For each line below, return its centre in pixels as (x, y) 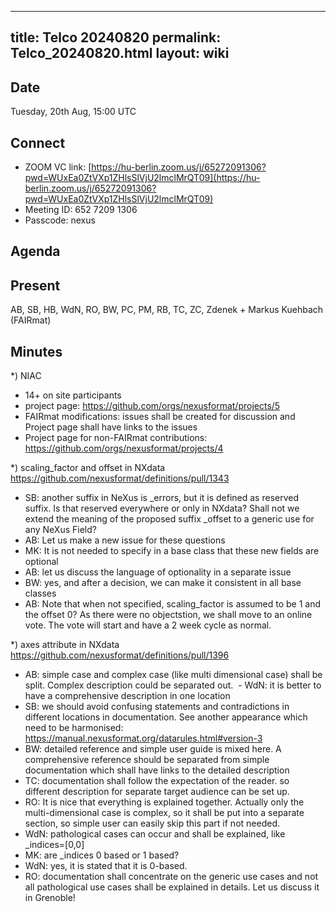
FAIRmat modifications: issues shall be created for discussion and (160, 417)
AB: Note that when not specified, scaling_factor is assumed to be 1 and (173, 604)
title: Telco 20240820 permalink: (116, 37)
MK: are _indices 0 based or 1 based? (102, 855)
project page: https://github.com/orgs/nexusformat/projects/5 (152, 406)
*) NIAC (26, 376)
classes (40, 593)
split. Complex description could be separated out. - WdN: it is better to (173, 685)
